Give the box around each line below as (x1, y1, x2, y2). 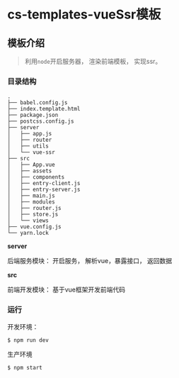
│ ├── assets (7, 167, 52, 174)
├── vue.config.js (7, 223, 62, 230)
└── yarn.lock (7, 230, 50, 237)
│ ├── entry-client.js (7, 180, 81, 187)
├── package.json (7, 111, 59, 119)
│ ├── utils (7, 143, 50, 150)
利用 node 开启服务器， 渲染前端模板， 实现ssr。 (24, 57, 162, 65)
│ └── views (7, 217, 50, 224)
